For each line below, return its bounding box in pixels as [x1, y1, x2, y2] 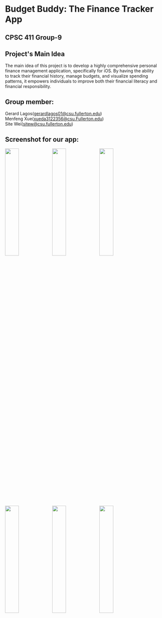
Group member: [5, 98, 54, 106]
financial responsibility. [5, 84, 52, 89]
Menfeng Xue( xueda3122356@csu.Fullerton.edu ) [5, 116, 104, 122]
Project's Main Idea [5, 50, 65, 58]
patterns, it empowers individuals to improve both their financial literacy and [5, 78, 157, 84]
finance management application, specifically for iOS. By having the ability [5, 68, 154, 74]
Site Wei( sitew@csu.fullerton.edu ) [5, 121, 73, 127]
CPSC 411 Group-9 [5, 33, 62, 42]
